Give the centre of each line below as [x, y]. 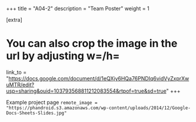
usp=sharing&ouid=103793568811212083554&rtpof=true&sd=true [86, 91]
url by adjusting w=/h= [63, 56]
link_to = [16, 72]
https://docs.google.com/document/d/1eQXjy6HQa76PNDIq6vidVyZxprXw [99, 78]
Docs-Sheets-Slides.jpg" [36, 113]
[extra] [14, 20]
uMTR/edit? [20, 84]
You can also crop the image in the [92, 44]
